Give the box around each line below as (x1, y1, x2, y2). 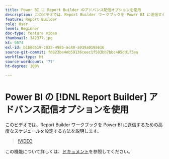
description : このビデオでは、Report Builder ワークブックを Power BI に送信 (5, 12, 158, 17)
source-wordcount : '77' (5, 59, 55, 64)
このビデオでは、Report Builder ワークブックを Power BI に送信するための (5, 122, 158, 128)
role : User (5, 21, 28, 27)
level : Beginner (5, 26, 39, 31)
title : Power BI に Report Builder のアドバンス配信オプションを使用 (5, 7, 141, 13)
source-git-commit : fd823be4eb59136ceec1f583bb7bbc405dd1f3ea (5, 49, 138, 55)
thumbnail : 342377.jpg (5, 36, 53, 41)
